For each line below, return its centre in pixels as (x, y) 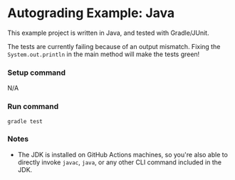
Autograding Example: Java (91, 13)
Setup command (37, 73)
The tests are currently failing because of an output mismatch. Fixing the (114, 46)
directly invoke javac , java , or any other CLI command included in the (120, 162)
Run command (33, 107)
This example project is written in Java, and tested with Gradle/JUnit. (108, 33)
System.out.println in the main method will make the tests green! (104, 54)
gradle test (25, 121)
